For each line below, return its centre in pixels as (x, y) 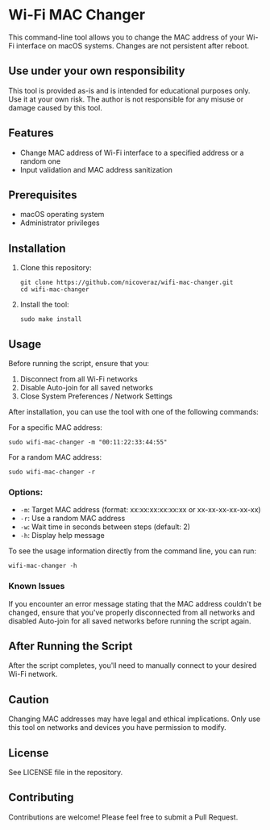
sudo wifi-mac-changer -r (52, 472)
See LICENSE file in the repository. (66, 773)
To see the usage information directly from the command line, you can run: (132, 551)
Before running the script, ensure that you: (79, 363)
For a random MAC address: (55, 457)
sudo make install (51, 319)
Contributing (41, 797)
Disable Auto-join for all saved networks (86, 388)
